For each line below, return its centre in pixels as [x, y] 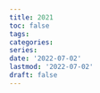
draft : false [33, 75]
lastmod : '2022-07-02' [51, 67]
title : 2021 [31, 17]
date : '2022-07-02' [46, 58]
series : [24, 50]
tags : [19, 34]
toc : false [29, 26]
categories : [31, 42]
